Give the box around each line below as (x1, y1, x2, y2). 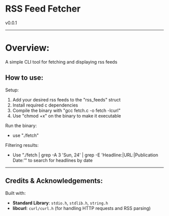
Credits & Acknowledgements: (5, 177, 103, 185)
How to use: (5, 74, 44, 82)
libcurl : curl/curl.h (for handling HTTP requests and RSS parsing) (12, 205, 151, 211)
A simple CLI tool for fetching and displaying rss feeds (5, 59, 118, 65)
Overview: (5, 42, 50, 53)
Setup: (5, 87, 19, 93)
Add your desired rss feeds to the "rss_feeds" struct (12, 96, 121, 102)
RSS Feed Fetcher (5, 3, 81, 15)
